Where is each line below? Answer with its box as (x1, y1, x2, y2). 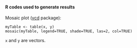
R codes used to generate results (5, 4, 75, 10)
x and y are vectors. (5, 38, 46, 44)
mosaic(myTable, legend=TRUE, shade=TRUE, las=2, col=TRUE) (5, 29, 133, 34)
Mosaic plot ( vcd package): (5, 15, 61, 21)
